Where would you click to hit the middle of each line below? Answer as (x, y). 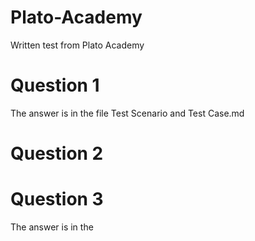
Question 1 (55, 85)
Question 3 (57, 199)
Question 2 (57, 153)
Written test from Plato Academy (77, 45)
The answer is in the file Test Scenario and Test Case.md (127, 113)
